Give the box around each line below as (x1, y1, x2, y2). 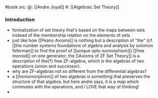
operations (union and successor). (12, 63, 81, 69)
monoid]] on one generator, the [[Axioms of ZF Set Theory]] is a (12, 53, 140, 59)
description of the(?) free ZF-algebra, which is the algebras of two (12, 58, 144, 64)
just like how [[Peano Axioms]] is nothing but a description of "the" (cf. (12, 37, 154, 43)
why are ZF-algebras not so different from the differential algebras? (12, 68, 147, 74)
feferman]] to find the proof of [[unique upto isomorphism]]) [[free (12, 48, 144, 54)
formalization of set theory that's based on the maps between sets (12, 27, 145, 33)
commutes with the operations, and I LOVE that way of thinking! (12, 84, 140, 90)
